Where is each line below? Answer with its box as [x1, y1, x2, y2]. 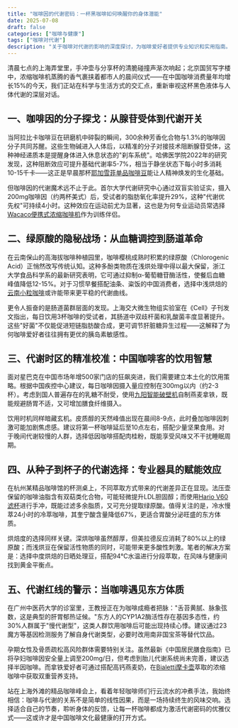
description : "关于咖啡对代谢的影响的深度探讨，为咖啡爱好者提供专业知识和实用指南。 [7, 43, 232, 50]
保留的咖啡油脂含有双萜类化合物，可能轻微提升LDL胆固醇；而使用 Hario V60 [7, 493, 229, 501]
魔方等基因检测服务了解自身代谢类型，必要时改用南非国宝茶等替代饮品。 [7, 630, 218, 639]
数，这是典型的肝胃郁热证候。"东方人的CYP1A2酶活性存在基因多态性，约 [7, 613, 220, 621]
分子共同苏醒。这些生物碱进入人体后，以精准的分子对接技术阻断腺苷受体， [7, 142, 225, 150]
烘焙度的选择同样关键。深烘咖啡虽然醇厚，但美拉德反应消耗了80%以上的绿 [7, 534, 227, 542]
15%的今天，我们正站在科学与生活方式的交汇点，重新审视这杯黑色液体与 [13, 81, 225, 89]
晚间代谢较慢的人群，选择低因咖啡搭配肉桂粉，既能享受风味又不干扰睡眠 [13, 432, 225, 440]
